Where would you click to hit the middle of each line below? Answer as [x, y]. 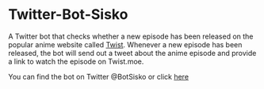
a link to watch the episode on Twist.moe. [76, 61]
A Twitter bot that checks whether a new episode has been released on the [131, 36]
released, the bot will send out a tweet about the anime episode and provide [132, 53]
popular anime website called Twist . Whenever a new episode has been [125, 44]
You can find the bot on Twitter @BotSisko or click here [98, 76]
